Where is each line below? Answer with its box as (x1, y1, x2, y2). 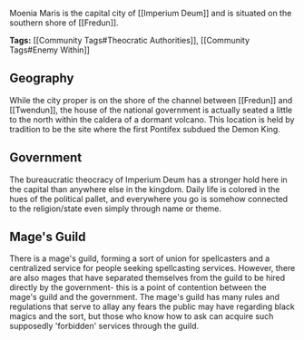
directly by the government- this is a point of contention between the (9, 282, 267, 293)
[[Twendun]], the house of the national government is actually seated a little (9, 104, 293, 115)
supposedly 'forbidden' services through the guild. (9, 321, 200, 332)
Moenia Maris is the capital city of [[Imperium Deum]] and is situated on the (9, 8, 292, 18)
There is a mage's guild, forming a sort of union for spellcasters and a (9, 253, 270, 264)
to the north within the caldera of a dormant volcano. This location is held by (9, 113, 295, 125)
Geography (9, 71, 74, 86)
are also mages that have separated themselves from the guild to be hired (9, 272, 286, 284)
